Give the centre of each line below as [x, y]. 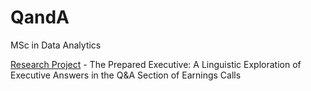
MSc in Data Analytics [56, 45]
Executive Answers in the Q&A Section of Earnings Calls [126, 75]
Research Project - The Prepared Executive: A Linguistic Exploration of [156, 64]
